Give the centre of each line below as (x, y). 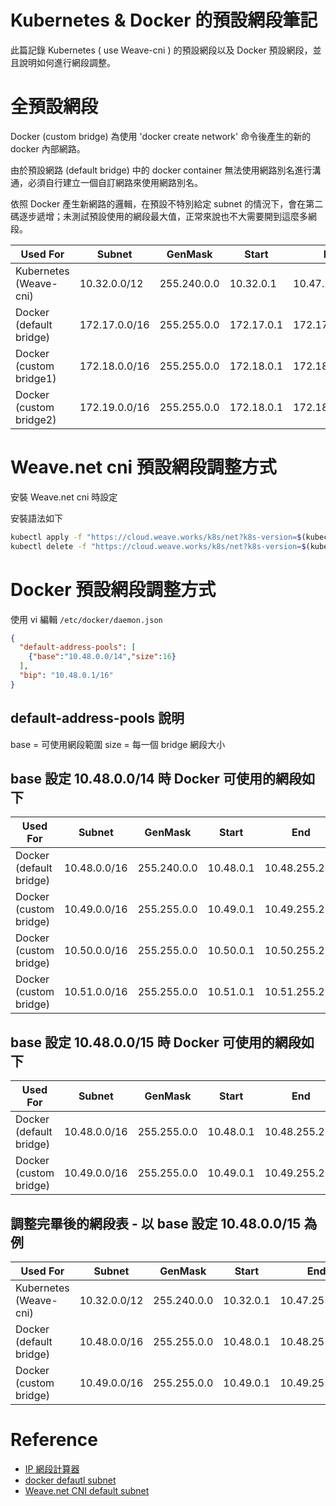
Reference (54, 1440)
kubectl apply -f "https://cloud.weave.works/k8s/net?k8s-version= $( (158, 537)
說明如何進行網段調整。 (67, 62)
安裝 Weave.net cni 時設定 (64, 497)
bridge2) (36, 419)
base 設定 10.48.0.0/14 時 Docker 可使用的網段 (156, 778)
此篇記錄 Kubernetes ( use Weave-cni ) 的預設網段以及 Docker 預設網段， (161, 50)
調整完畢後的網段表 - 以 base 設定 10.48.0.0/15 (156, 1223)
